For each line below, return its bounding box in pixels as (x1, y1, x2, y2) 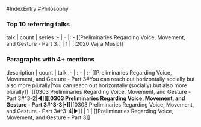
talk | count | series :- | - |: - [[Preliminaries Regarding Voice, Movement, (6, 34, 185, 41)
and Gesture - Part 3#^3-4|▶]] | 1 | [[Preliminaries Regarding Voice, (6, 107, 173, 114)
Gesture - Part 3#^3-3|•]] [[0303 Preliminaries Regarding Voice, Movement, (6, 101, 194, 108)
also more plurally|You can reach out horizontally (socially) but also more (6, 81, 188, 89)
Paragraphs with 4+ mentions (6, 55, 95, 64)
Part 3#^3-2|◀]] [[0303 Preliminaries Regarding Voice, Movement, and (6, 94, 185, 102)
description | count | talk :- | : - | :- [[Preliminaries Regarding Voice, (6, 69, 172, 76)
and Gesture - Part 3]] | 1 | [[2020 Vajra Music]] (6, 40, 124, 48)
